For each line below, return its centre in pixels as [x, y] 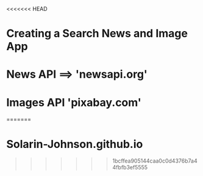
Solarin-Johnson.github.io [75, 144]
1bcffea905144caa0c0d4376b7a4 [155, 161]
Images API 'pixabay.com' [74, 102]
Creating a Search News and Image [97, 34]
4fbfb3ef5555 [130, 167]
